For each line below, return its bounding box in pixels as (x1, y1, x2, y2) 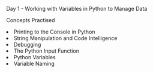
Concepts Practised (6, 17, 55, 23)
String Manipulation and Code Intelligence (14, 35, 118, 41)
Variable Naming (14, 60, 55, 67)
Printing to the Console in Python (14, 28, 95, 35)
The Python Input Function (14, 47, 80, 54)
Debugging (14, 41, 41, 48)
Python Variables (14, 54, 56, 60)
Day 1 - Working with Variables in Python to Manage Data (6, 5, 148, 12)
